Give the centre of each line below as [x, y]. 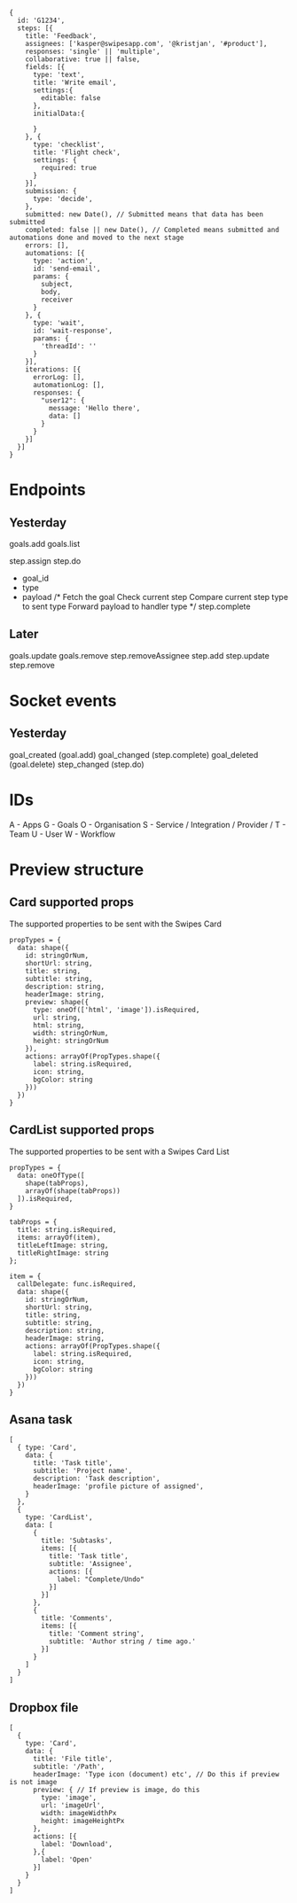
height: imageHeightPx [83, 1821]
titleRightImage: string [63, 1253]
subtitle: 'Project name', [82, 1471]
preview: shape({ [57, 1002]
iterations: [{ [53, 370]
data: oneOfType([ [51, 1175]
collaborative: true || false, [83, 59]
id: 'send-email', [66, 269]
